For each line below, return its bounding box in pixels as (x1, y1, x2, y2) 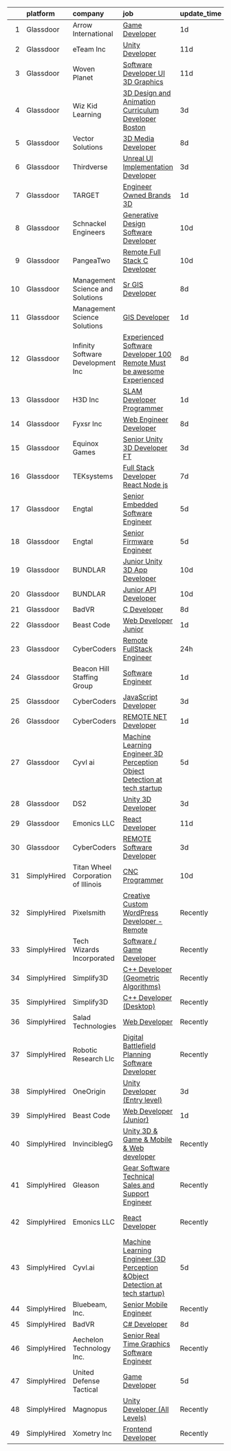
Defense (72, 1376, 100, 1386)
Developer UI (122, 69, 166, 78)
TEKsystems (72, 472, 113, 480)
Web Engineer (122, 415, 168, 424)
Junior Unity (122, 557, 163, 566)
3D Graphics (122, 77, 164, 87)
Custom (122, 900, 148, 909)
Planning (122, 1050, 151, 1059)
